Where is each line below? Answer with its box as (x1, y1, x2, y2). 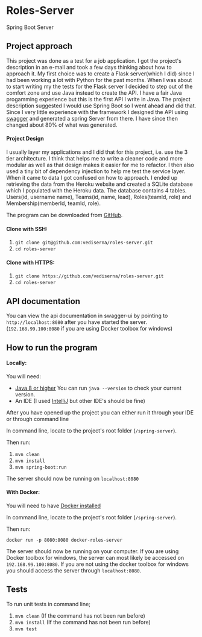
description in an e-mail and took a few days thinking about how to (6, 63, 172, 71)
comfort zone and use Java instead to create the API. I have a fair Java (6, 89, 182, 97)
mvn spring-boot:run (14, 464, 67, 471)
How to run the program (6, 342, 98, 353)
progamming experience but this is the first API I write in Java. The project (6, 95, 191, 103)
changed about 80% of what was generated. (6, 121, 118, 128)
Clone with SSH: (6, 225, 48, 232)
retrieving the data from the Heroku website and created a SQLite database (6, 180, 193, 188)
